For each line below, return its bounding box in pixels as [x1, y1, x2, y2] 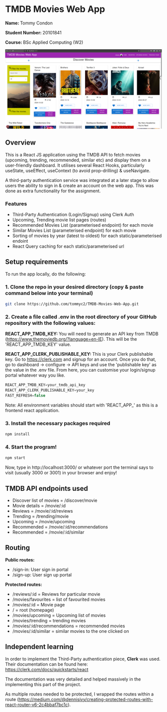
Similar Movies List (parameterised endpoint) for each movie [12, 228, 137, 233]
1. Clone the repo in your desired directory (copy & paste [5, 283, 144, 290]
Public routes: [5, 557, 35, 563]
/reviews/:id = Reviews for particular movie [12, 591, 100, 597]
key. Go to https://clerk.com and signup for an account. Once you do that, [5, 356, 157, 362]
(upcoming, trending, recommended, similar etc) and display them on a [5, 157, 151, 163]
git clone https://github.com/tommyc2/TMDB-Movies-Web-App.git [5, 301, 139, 307]
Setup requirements [5, 258, 69, 266]
